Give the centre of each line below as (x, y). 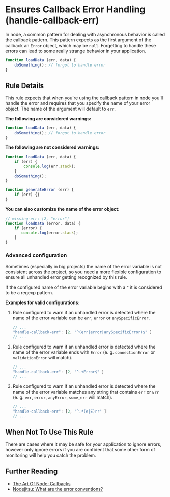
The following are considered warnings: (48, 119)
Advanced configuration (36, 255)
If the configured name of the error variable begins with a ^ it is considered (84, 287)
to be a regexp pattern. (29, 293)
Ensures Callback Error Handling (76, 9)
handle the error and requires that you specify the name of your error (78, 103)
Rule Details (25, 85)
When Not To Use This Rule (49, 432)
